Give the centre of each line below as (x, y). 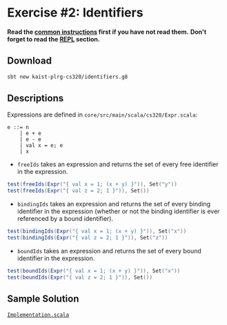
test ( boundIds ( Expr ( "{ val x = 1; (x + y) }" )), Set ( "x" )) (94, 270)
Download (29, 61)
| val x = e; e (41, 146)
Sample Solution (43, 299)
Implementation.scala (38, 315)
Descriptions (36, 98)
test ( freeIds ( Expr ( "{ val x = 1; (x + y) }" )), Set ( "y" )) (92, 184)
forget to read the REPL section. (53, 39)
